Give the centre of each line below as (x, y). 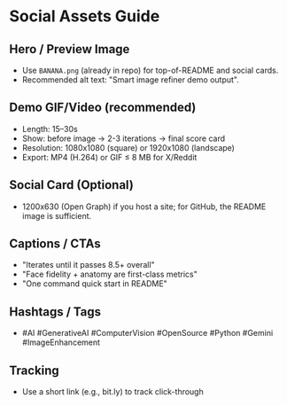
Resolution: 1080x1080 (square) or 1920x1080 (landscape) (128, 147)
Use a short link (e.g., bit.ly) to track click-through (112, 392)
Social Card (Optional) (72, 185)
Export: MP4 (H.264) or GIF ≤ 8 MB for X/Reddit (109, 157)
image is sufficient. (57, 215)
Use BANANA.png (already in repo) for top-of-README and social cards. (150, 70)
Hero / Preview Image (70, 49)
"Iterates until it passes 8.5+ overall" (88, 265)
